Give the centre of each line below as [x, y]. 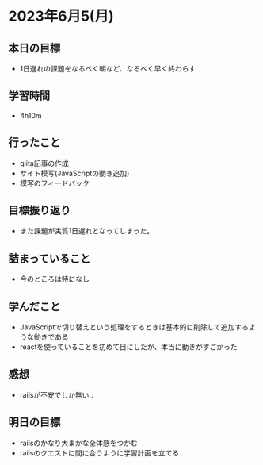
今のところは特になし [54, 279]
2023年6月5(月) [61, 16]
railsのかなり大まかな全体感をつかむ [79, 443]
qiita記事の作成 [44, 163]
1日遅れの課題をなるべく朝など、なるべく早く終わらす [108, 69]
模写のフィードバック [54, 183]
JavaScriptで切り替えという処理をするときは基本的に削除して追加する [134, 327]
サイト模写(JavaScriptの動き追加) [74, 173]
